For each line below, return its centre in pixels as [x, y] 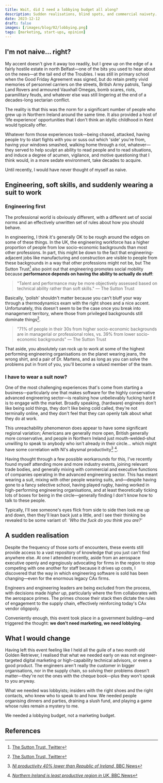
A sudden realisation [37, 536]
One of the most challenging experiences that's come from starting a [74, 387]
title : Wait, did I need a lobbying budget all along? [62, 10]
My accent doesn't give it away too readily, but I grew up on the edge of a [79, 63]
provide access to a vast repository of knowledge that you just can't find [77, 552]
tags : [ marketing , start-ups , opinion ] [45, 32]
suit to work [24, 193]
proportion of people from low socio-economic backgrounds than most [76, 247]
